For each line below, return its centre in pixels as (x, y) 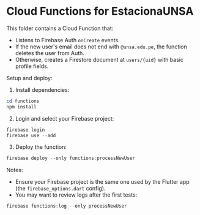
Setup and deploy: (29, 78)
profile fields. (32, 66)
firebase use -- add (31, 135)
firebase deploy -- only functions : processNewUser (71, 158)
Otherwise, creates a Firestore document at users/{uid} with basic (99, 59)
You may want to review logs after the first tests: (76, 195)
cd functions (23, 101)
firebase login (26, 130)
